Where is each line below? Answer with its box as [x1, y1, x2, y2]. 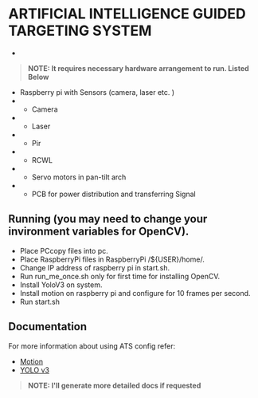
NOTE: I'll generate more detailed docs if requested [27, 380, 201, 390]
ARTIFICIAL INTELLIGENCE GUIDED [8, 5, 247, 23]
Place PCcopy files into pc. [19, 246, 109, 255]
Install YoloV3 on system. [19, 280, 103, 290]
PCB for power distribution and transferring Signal [31, 189, 197, 199]
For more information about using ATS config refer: [8, 341, 176, 351]
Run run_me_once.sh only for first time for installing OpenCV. [19, 271, 221, 281]
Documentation [8, 320, 88, 333]
